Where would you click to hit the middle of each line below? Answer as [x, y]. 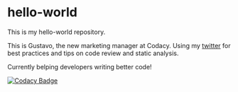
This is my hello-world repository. [56, 32]
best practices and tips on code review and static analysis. [93, 53]
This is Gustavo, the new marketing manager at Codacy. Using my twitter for [119, 45]
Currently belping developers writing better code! [80, 67]
